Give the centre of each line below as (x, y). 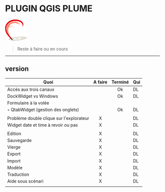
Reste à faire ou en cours (42, 49)
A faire (100, 82)
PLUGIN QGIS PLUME (49, 9)
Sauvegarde (19, 140)
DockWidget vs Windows (33, 96)
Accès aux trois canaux (31, 89)
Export (14, 154)
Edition (14, 134)
